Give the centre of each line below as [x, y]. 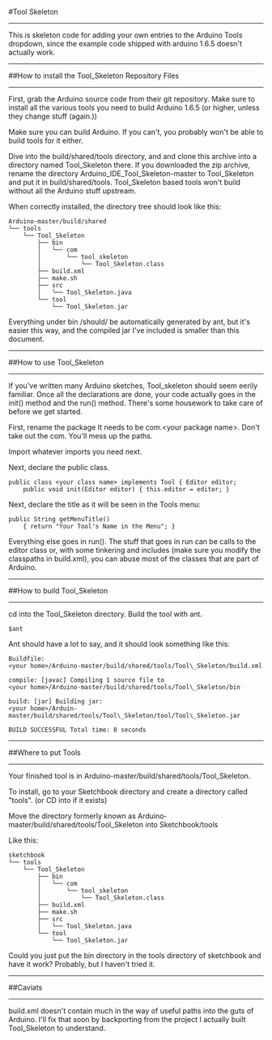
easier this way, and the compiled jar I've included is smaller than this [124, 330]
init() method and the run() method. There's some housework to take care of [136, 403]
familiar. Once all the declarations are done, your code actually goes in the [132, 394]
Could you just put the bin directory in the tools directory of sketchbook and [135, 956]
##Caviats [25, 987]
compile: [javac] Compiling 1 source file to [86, 680]
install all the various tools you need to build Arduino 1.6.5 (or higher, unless [134, 108]
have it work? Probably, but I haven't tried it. [82, 964]
